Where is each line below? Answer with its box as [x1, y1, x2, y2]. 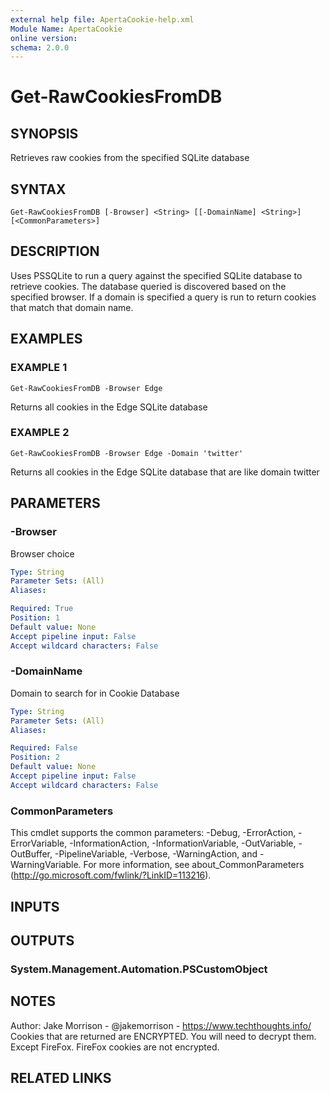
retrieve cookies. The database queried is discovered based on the [10, 280, 287, 292]
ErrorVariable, [10, 837, 68, 850]
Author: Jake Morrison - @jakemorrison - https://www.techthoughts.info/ [10, 1019, 312, 1031]
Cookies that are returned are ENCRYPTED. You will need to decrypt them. [10, 1030, 317, 1042]
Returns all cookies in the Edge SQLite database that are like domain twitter [10, 466, 320, 478]
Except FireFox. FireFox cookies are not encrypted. [10, 1041, 220, 1053]
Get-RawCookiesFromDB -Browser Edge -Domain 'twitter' [10, 448, 244, 458]
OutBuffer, [10, 848, 53, 860]
